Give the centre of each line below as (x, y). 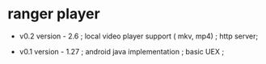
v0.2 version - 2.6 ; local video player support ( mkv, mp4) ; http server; (139, 36)
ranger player (54, 14)
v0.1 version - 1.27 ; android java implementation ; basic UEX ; (121, 51)
